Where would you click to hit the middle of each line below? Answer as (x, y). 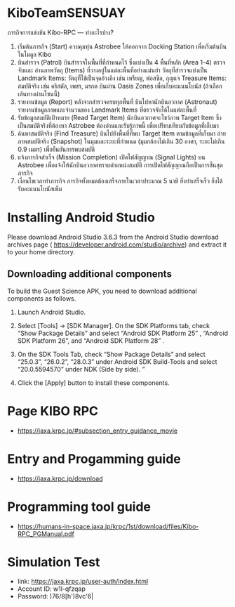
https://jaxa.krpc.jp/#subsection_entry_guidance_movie (98, 431)
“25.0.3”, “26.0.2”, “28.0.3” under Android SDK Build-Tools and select (117, 361)
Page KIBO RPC (53, 411)
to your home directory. (41, 252)
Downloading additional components (89, 274)
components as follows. (42, 298)
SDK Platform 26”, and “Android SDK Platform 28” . (91, 340)
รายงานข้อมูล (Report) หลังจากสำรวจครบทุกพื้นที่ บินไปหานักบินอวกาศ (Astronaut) (117, 102)
